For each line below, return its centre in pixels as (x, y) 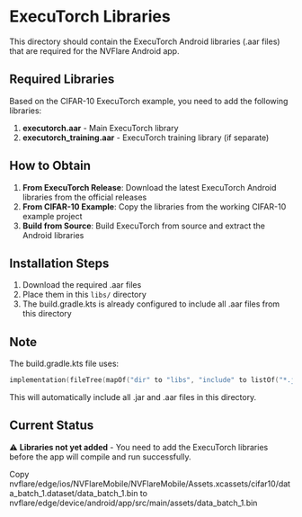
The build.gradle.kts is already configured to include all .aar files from (151, 304)
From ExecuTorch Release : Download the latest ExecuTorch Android (149, 187)
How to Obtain (50, 166)
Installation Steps (59, 263)
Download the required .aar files (82, 285)
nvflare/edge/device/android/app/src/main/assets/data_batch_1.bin (133, 503)
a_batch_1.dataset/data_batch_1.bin (74, 493)
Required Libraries (62, 80)
